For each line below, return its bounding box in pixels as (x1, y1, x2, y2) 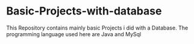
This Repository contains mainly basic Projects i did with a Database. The (6, 24, 189, 31)
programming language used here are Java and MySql (6, 30, 142, 37)
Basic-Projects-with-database (6, 4, 162, 18)
